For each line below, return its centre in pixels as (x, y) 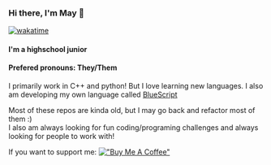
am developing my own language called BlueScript (93, 95)
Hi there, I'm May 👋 (47, 13)
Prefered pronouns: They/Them (63, 67)
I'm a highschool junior (48, 49)
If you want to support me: (53, 152)
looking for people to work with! (62, 137)
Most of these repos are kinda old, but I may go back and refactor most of (132, 111)
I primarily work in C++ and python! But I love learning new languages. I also (136, 86)
